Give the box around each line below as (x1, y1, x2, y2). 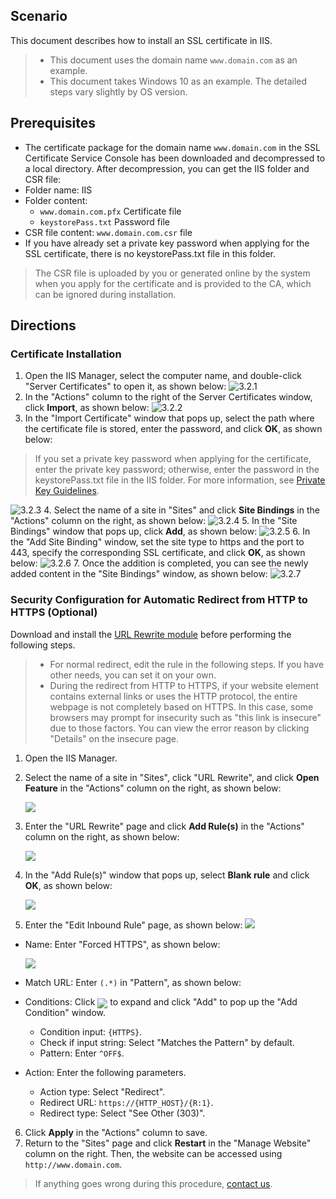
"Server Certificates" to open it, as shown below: (24, 380, 227, 393)
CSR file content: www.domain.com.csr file (24, 226, 193, 238)
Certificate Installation (10, 347, 122, 361)
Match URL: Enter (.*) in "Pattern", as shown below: (24, 976, 242, 988)
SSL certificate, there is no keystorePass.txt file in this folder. (24, 247, 276, 259)
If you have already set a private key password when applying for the (24, 237, 310, 249)
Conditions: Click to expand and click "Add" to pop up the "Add (24, 995, 298, 1008)
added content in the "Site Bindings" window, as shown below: (10, 568, 268, 580)
